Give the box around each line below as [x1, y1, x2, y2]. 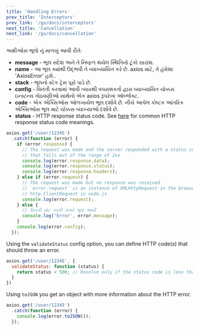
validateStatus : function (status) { [11, 264, 105, 269]
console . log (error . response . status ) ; [21, 163, 115, 169]
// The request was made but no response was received [21, 180, 161, 186]
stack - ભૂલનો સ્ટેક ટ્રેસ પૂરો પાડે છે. [14, 79, 92, 86]
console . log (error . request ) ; [21, 196, 94, 202]
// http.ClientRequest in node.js [21, 191, 108, 196]
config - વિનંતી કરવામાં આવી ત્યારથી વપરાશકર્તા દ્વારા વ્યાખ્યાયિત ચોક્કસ [14, 85, 175, 93]
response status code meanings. [14, 119, 95, 126]
